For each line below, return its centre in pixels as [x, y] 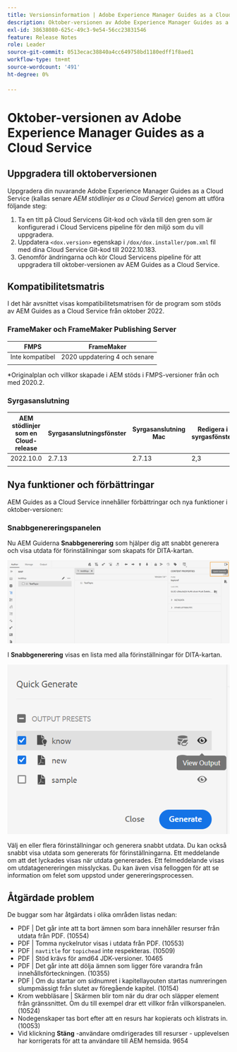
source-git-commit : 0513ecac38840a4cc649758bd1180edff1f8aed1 [101, 52]
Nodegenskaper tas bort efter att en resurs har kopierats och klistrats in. [122, 1018]
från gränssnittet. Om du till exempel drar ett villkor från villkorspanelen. [122, 1003]
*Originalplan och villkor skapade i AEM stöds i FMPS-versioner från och [113, 375]
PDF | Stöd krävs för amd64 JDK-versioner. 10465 [90, 958]
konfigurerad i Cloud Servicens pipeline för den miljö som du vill [110, 227]
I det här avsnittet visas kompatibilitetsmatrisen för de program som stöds [114, 304]
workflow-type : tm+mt [39, 60]
